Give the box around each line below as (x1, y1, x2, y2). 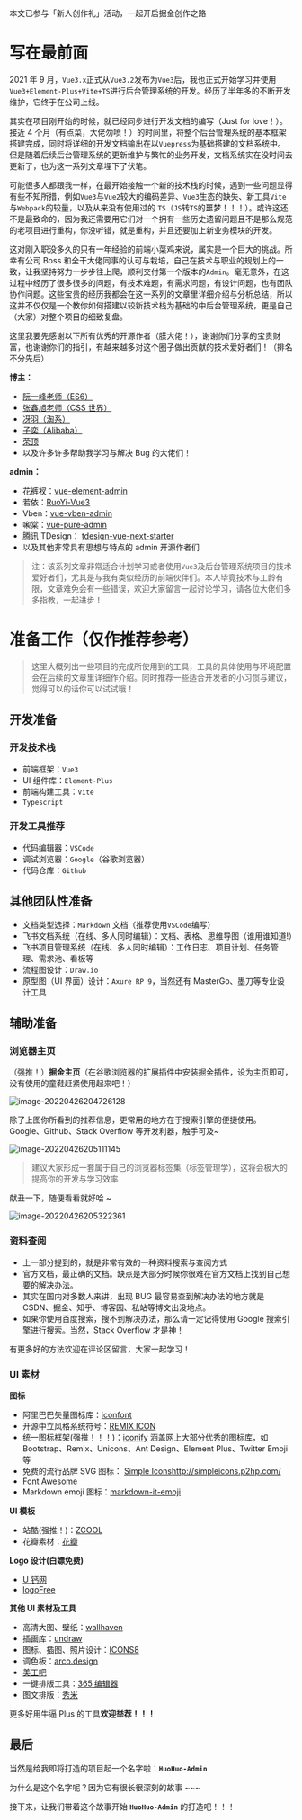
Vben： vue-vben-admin (22, 507, 112, 519)
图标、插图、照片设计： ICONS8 (22, 1644, 139, 1655)
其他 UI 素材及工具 (9, 1602, 76, 1613)
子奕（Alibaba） (22, 424, 83, 435)
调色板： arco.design (22, 1655, 99, 1666)
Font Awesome (22, 1476, 78, 1486)
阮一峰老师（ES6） (22, 390, 93, 402)
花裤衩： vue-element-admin (22, 485, 129, 496)
